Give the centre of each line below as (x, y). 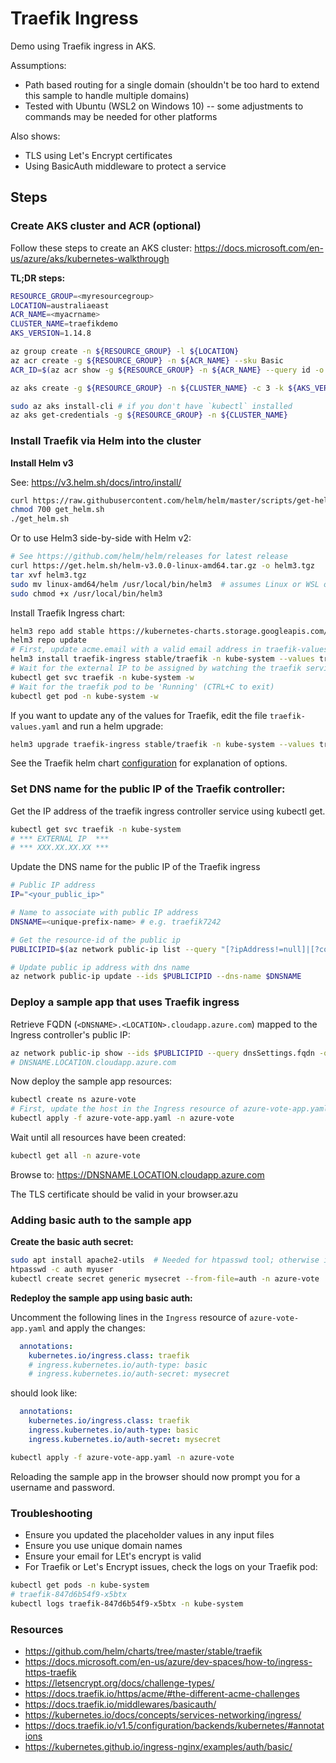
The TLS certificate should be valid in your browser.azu (124, 1194)
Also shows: (35, 136)
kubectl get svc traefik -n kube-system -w (102, 677)
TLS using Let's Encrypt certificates (98, 155)
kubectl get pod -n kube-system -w (84, 696)
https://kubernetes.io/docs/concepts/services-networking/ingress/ (163, 1714)
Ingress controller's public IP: (70, 1034)
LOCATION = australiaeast (60, 305)
